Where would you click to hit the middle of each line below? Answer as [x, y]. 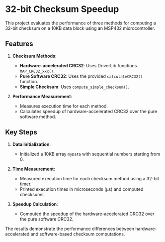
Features [19, 44]
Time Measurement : [34, 169]
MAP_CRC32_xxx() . [37, 71]
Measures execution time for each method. [64, 106]
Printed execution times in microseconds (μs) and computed [82, 189]
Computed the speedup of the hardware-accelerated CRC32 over [87, 214]
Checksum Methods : [34, 56]
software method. [38, 117]
